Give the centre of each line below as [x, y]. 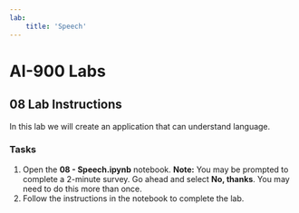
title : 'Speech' [57, 26]
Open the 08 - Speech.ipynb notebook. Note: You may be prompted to [155, 169]
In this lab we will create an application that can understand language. [140, 126]
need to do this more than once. [82, 189]
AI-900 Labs [58, 71]
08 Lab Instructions [66, 105]
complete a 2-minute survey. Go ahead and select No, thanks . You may [156, 179]
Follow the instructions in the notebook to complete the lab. [133, 198]
